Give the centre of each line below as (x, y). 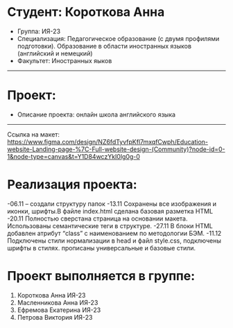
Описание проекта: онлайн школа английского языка (96, 114)
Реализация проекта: (72, 185)
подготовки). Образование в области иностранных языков (104, 46)
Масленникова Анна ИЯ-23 (58, 302)
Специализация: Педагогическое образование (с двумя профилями (118, 38)
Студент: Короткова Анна (86, 12)
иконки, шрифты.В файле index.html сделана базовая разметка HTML (110, 211)
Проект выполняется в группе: (101, 276)
